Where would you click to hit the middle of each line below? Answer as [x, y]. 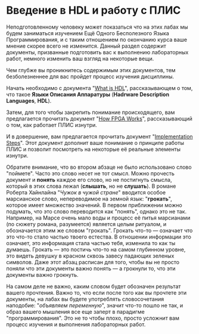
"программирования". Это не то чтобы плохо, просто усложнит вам [93, 318]
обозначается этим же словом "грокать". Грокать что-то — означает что [99, 230]
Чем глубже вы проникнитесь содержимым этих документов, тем [91, 70]
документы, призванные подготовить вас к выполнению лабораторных [97, 52]
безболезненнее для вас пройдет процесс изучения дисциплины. [90, 76]
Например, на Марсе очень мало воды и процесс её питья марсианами [98, 218]
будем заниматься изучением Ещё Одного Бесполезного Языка [88, 33]
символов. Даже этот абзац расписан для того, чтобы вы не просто [93, 262]
